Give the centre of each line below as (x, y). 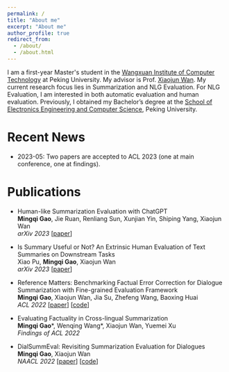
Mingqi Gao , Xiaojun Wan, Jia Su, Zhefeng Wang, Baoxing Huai (108, 297)
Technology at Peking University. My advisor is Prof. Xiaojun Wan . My (107, 79)
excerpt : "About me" (37, 26)
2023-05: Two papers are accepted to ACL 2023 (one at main (105, 156)
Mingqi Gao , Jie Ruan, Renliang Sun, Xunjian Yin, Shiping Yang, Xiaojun (119, 218)
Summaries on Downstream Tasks (66, 254)
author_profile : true (39, 33)
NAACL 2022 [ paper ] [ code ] (58, 361)
